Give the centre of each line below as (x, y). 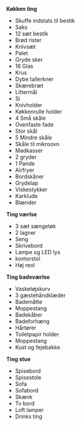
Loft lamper (29, 410)
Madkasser (29, 150)
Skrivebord (29, 246)
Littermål (26, 92)
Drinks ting (28, 416)
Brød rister (28, 40)
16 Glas (24, 66)
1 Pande (25, 163)
